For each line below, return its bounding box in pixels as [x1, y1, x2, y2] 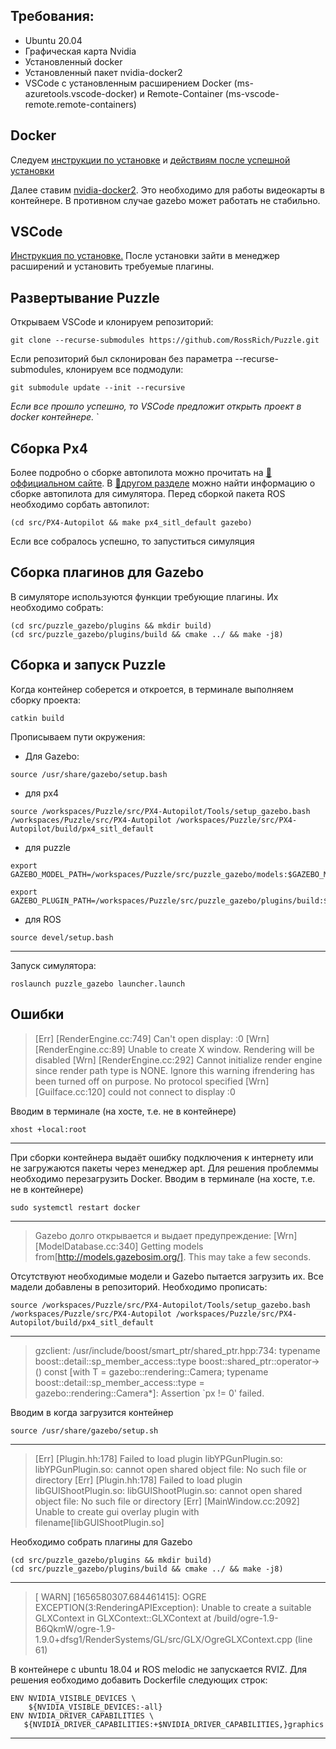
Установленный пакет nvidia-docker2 [24, 66, 183, 78]
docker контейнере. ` [10, 411, 100, 423]
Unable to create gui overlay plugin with [34, 1505, 200, 1518]
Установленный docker [24, 55, 123, 68]
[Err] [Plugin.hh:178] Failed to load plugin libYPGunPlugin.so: [34, 1452, 283, 1464]
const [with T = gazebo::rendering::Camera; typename [43, 1365, 269, 1378]
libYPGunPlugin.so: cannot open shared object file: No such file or [34, 1463, 307, 1475]
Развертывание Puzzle [10, 289, 160, 306]
